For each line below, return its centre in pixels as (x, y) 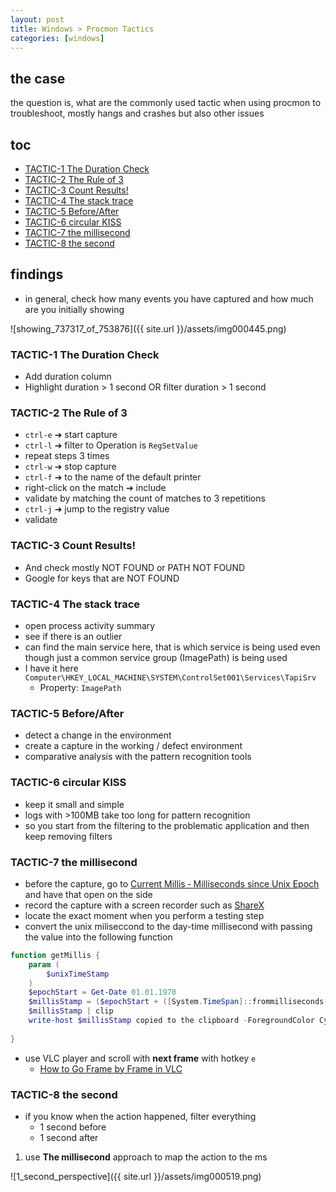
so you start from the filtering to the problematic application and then (167, 825)
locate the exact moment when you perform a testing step (144, 915)
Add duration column (68, 377)
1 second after (69, 1137)
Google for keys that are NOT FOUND (102, 578)
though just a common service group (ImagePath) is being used (156, 657)
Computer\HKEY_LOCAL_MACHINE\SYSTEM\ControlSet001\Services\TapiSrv (170, 678)
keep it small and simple (74, 804)
